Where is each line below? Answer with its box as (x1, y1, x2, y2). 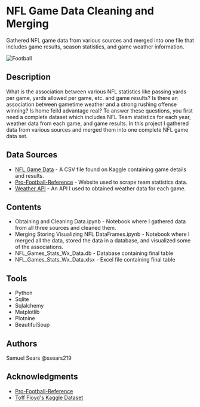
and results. (14, 172, 44, 179)
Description (6, 72, 51, 82)
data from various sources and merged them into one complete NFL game (6, 126, 189, 133)
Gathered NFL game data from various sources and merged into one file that (6, 37, 195, 44)
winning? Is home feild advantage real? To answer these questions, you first (6, 107, 193, 114)
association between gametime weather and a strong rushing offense (6, 101, 177, 108)
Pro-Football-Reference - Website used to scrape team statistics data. (14, 178, 188, 186)
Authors (6, 338, 38, 348)
